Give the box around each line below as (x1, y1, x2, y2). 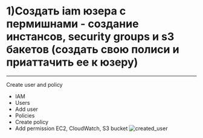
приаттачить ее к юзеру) (6, 55, 138, 69)
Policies (14, 111, 35, 119)
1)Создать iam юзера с (6, 4, 126, 18)
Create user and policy (6, 81, 63, 88)
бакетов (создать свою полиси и (6, 43, 179, 57)
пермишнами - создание (6, 17, 139, 31)
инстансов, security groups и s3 (6, 30, 175, 43)
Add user (14, 105, 38, 113)
